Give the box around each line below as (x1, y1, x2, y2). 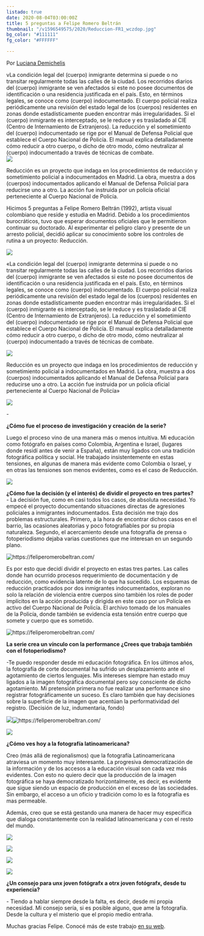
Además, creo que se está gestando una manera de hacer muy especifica (6, 809, 192, 816)
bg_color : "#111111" (6, 32, 59, 38)
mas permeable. (6, 797, 47, 804)
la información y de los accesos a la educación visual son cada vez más (6, 765, 187, 772)
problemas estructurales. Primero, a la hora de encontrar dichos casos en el (6, 516, 197, 523)
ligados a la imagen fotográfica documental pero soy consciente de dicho (6, 678, 191, 685)
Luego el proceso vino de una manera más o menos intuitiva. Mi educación (6, 434, 195, 441)
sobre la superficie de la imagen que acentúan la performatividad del (6, 698, 180, 705)
